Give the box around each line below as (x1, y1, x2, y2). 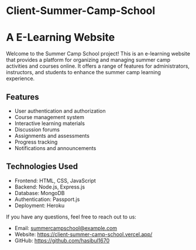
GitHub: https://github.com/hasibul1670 (14, 237, 110, 244)
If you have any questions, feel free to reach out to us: (6, 213, 136, 220)
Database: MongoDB (14, 189, 65, 196)
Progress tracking (14, 138, 58, 145)
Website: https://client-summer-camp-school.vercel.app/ (14, 231, 153, 238)
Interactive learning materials (14, 120, 85, 127)
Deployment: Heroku (14, 202, 65, 209)
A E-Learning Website (6, 31, 115, 44)
